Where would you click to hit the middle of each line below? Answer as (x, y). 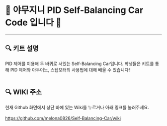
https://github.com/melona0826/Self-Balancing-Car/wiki (63, 118)
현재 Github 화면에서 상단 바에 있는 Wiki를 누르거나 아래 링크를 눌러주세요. (77, 107)
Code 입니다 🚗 (34, 23)
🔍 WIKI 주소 (24, 92)
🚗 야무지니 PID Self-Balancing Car (74, 10)
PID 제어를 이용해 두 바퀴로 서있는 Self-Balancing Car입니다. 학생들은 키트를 (80, 63)
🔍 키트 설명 (22, 48)
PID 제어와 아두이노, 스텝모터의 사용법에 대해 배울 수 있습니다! (70, 69)
